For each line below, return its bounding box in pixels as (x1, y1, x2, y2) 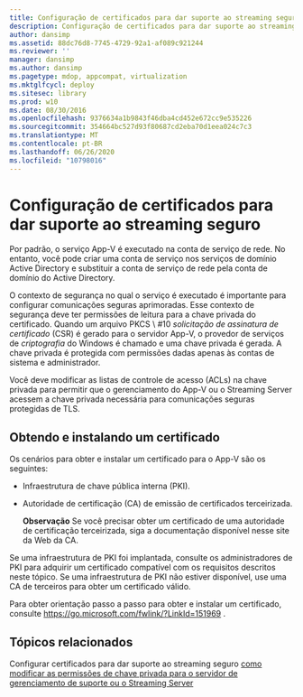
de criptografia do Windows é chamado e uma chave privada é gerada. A (9, 338, 282, 348)
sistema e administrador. (9, 358, 101, 368)
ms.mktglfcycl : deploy (9, 80, 95, 89)
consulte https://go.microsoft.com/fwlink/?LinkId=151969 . (9, 609, 226, 619)
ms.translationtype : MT (9, 131, 99, 140)
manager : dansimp (9, 55, 75, 64)
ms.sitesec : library (9, 88, 87, 98)
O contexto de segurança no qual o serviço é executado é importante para (9, 290, 287, 301)
